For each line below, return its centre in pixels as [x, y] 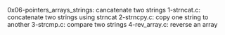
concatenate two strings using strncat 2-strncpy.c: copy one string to [108, 17]
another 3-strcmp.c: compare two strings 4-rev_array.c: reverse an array [112, 24]
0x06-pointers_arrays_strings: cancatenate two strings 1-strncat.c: [104, 10]
